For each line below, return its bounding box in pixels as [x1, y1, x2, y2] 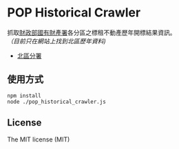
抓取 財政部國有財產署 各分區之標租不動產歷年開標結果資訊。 [7, 28, 176, 36]
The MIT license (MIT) [7, 135, 70, 144]
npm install [7, 92, 41, 99]
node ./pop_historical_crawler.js [7, 98, 107, 105]
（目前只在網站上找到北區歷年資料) [7, 36, 107, 45]
